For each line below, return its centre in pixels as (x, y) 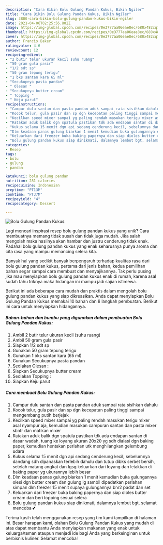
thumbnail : (16, 32)
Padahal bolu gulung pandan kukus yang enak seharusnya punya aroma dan (81, 246)
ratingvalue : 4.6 (23, 46)
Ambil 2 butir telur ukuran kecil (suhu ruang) (56, 335)
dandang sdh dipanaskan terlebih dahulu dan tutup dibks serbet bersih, (84, 461)
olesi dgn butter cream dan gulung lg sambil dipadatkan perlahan (77, 482)
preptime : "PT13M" (24, 190)
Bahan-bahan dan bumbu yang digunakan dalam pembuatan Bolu (74, 317)
